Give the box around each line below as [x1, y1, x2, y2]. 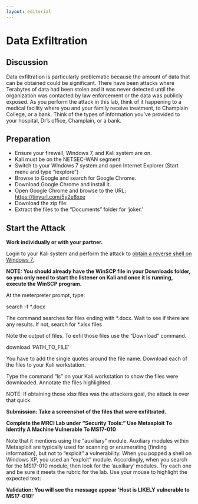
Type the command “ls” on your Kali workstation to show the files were [6, 373, 179, 380]
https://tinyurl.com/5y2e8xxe [14, 193, 85, 200]
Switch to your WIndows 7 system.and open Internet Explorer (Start [14, 162, 179, 169]
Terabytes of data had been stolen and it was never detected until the [6, 85, 175, 93]
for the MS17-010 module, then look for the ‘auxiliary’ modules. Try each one [6, 462, 192, 469]
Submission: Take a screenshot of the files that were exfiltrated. [6, 408, 167, 416]
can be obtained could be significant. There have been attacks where [6, 79, 175, 86]
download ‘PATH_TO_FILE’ [6, 344, 70, 351]
